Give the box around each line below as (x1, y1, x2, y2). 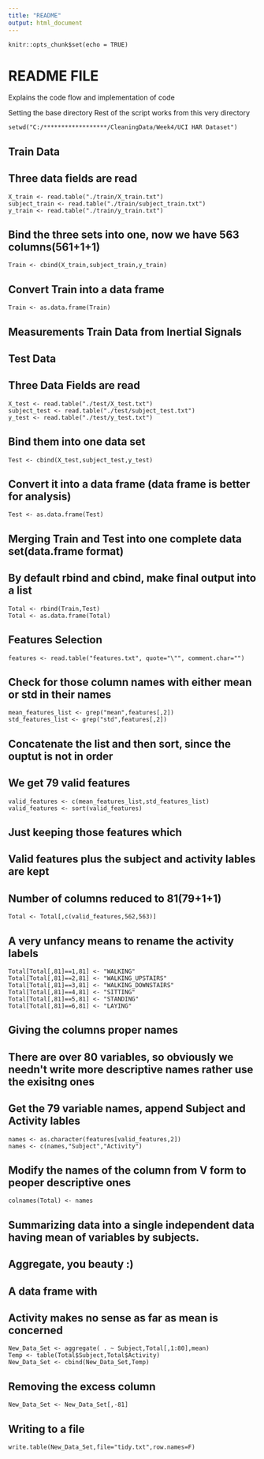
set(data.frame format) (8, 545, 125, 558)
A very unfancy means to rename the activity (8, 934, 234, 948)
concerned (8, 1323, 63, 1336)
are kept (8, 865, 50, 878)
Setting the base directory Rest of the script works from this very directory (8, 108, 251, 118)
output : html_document (8, 19, 83, 27)
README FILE (8, 66, 99, 85)
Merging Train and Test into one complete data (8, 532, 242, 545)
